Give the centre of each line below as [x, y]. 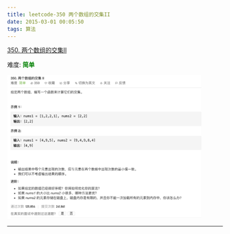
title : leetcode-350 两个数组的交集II [59, 14]
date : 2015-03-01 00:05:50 [46, 22]
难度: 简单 [21, 65]
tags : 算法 [22, 29]
